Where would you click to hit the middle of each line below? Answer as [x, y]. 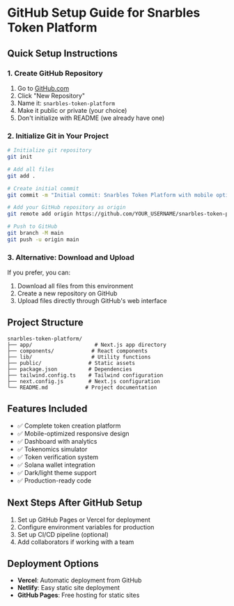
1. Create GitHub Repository [55, 73]
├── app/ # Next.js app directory [87, 345]
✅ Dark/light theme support [57, 472]
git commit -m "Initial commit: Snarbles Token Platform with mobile [110, 195]
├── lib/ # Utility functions [79, 357]
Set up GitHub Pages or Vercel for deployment [84, 520]
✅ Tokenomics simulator [52, 449]
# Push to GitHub [32, 227]
